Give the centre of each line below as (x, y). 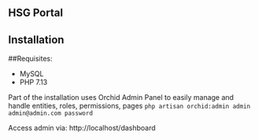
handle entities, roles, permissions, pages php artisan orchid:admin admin (129, 106)
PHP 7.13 (33, 83)
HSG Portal (36, 13)
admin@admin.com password (50, 113)
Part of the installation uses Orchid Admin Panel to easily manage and (121, 98)
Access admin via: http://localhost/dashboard (82, 128)
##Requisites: (30, 59)
